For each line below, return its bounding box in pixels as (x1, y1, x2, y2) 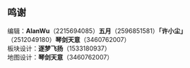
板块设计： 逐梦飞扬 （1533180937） (7, 44, 111, 53)
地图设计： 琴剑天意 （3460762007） (7, 53, 114, 61)
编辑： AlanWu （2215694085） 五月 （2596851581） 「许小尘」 (7, 27, 187, 35)
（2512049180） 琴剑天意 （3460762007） (7, 35, 131, 43)
